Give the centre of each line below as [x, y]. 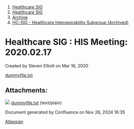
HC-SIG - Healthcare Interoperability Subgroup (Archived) [70, 22]
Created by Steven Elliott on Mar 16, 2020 [47, 65]
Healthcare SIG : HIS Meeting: [67, 42]
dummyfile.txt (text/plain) [36, 103]
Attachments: [26, 90]
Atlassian [14, 121]
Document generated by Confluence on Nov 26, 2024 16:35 [65, 112]
